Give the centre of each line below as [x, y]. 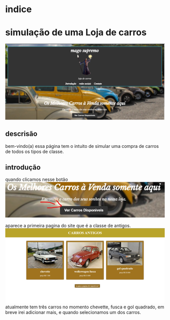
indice [18, 9]
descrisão [22, 134]
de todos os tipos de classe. [35, 151]
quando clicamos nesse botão [37, 179]
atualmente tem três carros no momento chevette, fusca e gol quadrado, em [85, 307]
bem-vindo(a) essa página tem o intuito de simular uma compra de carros [82, 146]
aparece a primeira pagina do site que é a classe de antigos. [68, 226]
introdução [23, 167]
